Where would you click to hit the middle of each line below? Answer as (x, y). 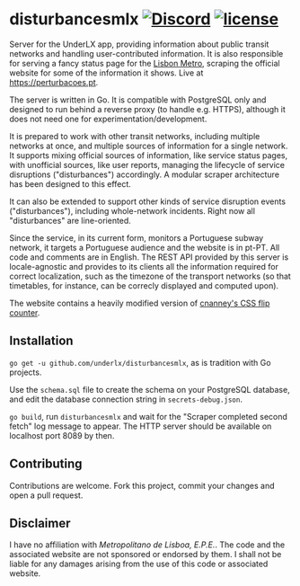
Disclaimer (40, 523)
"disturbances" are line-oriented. (71, 220)
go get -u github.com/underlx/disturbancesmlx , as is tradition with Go (140, 362)
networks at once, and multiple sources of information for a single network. (149, 146)
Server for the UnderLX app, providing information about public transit (139, 44)
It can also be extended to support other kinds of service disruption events (147, 201)
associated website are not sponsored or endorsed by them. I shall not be (146, 555)
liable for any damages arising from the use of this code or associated (139, 564)
